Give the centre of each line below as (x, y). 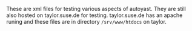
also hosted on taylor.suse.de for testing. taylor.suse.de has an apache (94, 15)
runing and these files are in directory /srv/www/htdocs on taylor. (86, 22)
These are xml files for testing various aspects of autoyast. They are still (96, 9)
